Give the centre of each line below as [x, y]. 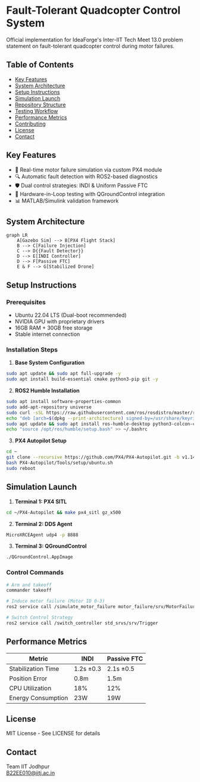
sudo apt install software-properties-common [63, 402]
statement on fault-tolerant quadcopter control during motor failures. [90, 46]
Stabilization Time [34, 668]
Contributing [30, 124]
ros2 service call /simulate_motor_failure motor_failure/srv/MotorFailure [102, 607]
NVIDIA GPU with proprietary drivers [60, 322]
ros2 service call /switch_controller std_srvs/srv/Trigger [82, 623]
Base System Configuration [50, 363]
